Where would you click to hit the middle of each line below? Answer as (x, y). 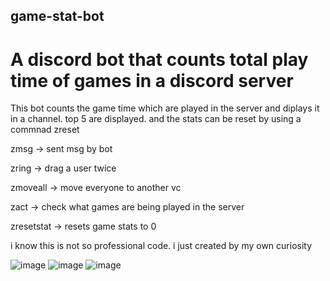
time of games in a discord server (152, 80)
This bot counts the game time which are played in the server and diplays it (165, 108)
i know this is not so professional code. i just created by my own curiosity (161, 246)
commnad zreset (45, 130)
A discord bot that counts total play (159, 59)
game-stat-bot (57, 16)
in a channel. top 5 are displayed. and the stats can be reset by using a (156, 119)
